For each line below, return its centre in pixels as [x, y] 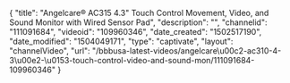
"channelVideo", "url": [50, 51]
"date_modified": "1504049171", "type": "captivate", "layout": [121, 41]
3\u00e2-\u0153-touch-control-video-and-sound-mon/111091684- [132, 60]
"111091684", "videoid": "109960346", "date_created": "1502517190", [136, 32]
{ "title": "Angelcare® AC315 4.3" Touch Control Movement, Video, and [139, 13]
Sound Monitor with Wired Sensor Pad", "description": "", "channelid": [138, 22]
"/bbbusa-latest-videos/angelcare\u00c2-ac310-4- [187, 51]
